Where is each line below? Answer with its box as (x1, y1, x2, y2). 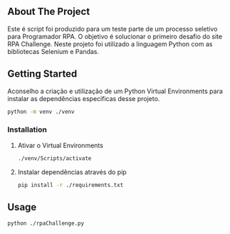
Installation (7, 124, 48, 134)
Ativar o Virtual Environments (17, 141, 103, 149)
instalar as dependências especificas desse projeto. (7, 94, 160, 102)
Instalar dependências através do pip (17, 167, 127, 176)
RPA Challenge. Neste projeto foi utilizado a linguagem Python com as (7, 39, 213, 48)
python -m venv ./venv (7, 108, 75, 115)
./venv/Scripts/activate (17, 154, 92, 162)
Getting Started (7, 68, 78, 80)
